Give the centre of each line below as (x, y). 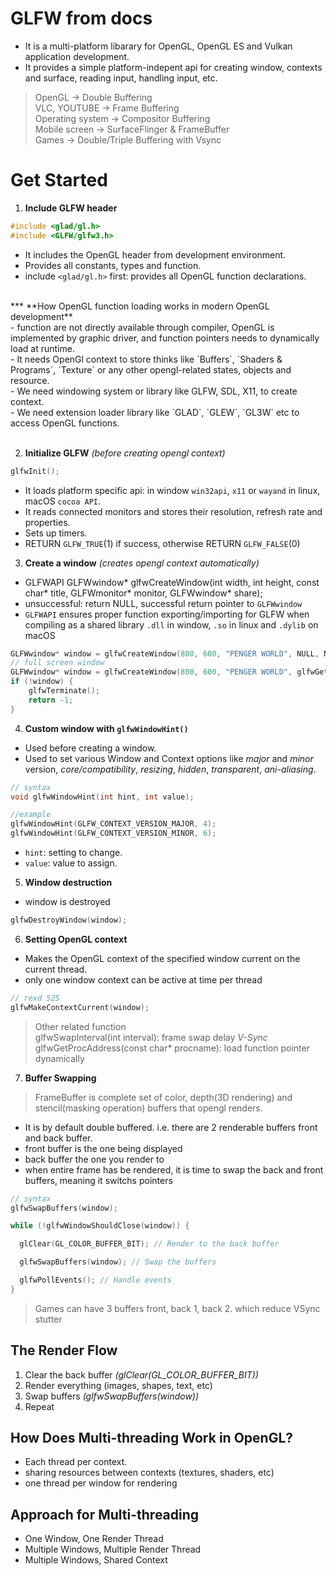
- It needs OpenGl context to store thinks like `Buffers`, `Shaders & (146, 359)
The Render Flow (64, 1350)
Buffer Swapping (60, 1078)
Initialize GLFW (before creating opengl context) (125, 453)
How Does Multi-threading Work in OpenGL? (152, 1437)
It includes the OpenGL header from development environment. (155, 254)
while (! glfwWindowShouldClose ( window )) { (100, 1226)
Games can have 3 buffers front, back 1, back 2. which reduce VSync (177, 1308)
